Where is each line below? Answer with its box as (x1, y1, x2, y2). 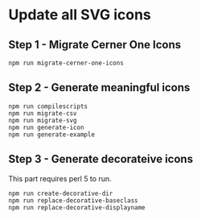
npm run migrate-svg (8, 116, 78, 124)
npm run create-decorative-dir (8, 189, 113, 197)
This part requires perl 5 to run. (8, 173, 113, 183)
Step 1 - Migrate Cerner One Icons (8, 38, 182, 52)
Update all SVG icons (8, 6, 151, 24)
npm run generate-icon (8, 123, 84, 131)
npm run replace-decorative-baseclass (8, 196, 138, 205)
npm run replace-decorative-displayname (8, 203, 146, 211)
